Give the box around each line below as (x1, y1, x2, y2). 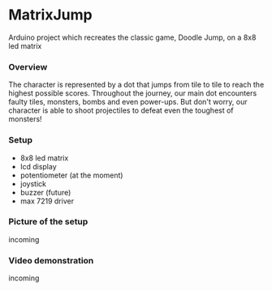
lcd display (19, 161, 57, 171)
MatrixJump (8, 6, 93, 24)
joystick (19, 178, 47, 188)
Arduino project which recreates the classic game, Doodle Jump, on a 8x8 (8, 32, 257, 42)
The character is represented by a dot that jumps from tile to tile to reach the (8, 79, 265, 90)
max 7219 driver (19, 196, 75, 206)
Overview (8, 61, 48, 72)
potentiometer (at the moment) (19, 170, 123, 180)
